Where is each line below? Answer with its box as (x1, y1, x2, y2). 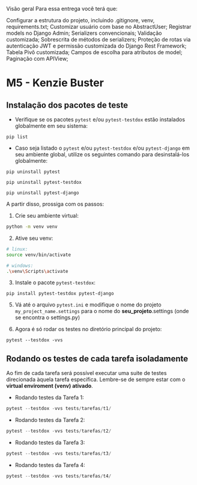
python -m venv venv (6, 224, 58, 230)
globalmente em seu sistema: (14, 123, 88, 129)
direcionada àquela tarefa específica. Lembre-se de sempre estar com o (6, 376, 186, 383)
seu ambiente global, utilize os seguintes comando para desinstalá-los (14, 151, 190, 158)
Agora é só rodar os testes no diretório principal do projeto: (14, 326, 162, 333)
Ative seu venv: (14, 234, 53, 242)
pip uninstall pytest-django (6, 190, 79, 196)
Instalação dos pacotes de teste (6, 100, 129, 110)
